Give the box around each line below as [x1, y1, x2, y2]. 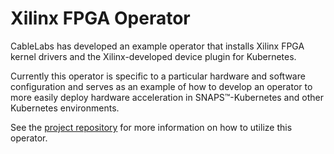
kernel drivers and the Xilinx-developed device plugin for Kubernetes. [10, 50, 297, 62]
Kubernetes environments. [10, 102, 120, 114]
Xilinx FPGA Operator [10, 7, 191, 30]
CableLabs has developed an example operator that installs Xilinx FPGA [10, 40, 305, 52]
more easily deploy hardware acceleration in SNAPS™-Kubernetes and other [10, 91, 324, 103]
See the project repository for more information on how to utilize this [10, 121, 293, 133]
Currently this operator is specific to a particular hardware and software [10, 70, 306, 82]
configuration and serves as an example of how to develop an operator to [10, 80, 313, 92]
